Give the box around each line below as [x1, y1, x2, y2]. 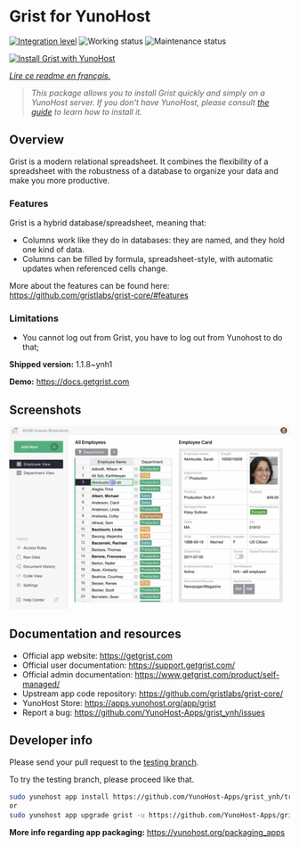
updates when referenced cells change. [21, 263, 168, 274]
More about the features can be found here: [9, 281, 170, 292]
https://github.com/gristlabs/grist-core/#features [9, 290, 189, 300]
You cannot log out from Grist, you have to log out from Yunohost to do [21, 333, 283, 343]
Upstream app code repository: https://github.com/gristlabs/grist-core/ [21, 688, 283, 699]
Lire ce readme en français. [9, 70, 111, 81]
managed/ [21, 678, 61, 689]
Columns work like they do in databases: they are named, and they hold [21, 234, 285, 246]
